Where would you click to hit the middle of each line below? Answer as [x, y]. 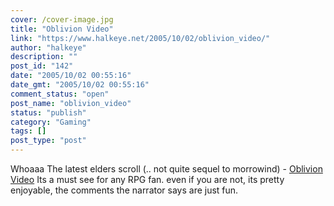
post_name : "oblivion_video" [71, 103]
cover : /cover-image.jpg [62, 19]
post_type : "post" [48, 141]
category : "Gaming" [51, 122]
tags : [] [28, 131]
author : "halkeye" [48, 47]
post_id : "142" [42, 66]
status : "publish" [48, 112]
